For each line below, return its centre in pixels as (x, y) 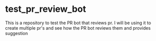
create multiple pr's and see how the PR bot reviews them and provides (78, 28)
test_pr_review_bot (46, 9)
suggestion (17, 33)
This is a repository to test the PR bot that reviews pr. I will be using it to (78, 23)
